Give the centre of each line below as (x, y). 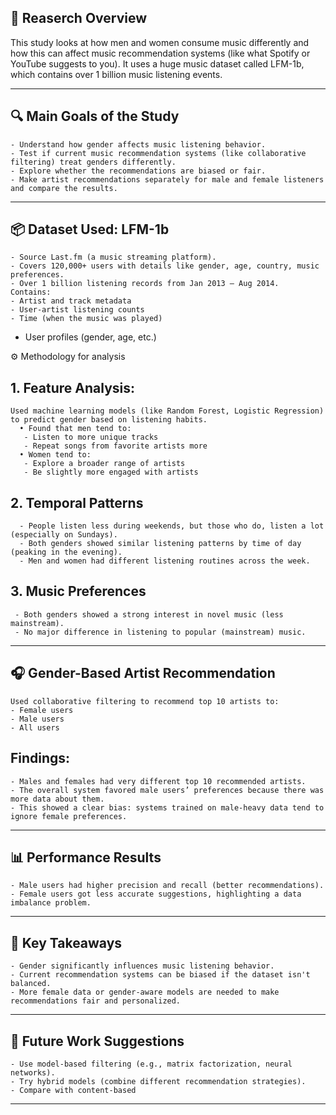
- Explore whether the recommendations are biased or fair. (138, 171)
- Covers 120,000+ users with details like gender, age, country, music (165, 266)
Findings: (40, 758)
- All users (35, 727)
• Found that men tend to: (75, 429)
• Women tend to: (55, 455)
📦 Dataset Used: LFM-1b (90, 229)
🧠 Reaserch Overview (79, 18)
